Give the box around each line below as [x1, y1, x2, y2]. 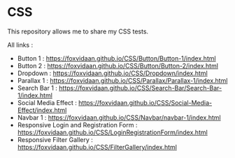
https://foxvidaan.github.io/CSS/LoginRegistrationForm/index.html [17, 128, 208, 136]
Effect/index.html [17, 106, 67, 114]
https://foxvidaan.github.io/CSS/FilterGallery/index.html [17, 143, 177, 151]
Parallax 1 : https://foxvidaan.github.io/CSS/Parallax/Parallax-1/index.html [17, 76, 228, 84]
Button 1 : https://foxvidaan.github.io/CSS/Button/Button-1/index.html [17, 54, 216, 63]
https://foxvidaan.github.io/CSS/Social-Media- [78, 98, 212, 106]
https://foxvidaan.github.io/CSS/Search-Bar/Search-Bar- [59, 84, 222, 92]
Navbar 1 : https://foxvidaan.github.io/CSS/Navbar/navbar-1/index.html [17, 113, 222, 122]
